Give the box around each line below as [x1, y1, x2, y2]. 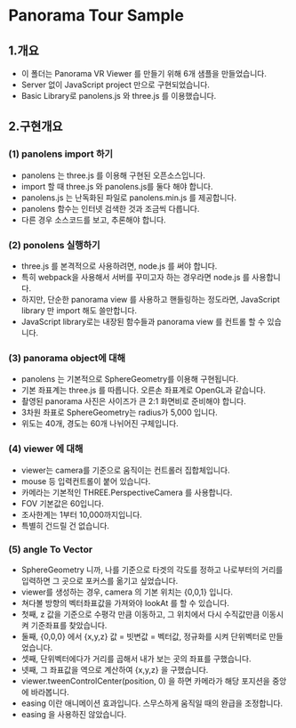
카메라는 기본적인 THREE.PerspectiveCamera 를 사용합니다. [20, 487, 233, 497]
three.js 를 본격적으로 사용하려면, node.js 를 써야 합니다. [20, 260, 218, 271]
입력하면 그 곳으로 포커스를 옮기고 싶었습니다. [20, 575, 179, 586]
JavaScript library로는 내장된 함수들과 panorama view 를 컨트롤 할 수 [20, 316, 266, 327]
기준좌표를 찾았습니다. [30, 619, 108, 630]
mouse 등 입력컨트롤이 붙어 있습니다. [20, 475, 151, 486]
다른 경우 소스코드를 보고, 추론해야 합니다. [20, 214, 166, 225]
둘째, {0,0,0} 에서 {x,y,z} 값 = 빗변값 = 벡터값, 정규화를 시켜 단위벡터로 [20, 631, 268, 642]
